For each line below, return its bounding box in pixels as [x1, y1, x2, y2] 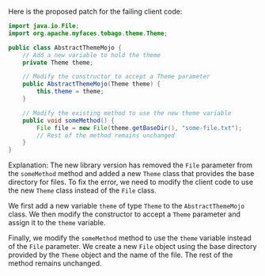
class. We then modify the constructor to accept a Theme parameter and [8, 209, 241, 219]
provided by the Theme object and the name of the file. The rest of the [8, 250, 233, 260]
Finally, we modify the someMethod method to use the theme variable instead [8, 233, 252, 243]
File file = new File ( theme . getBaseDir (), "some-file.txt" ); [36, 124, 243, 132]
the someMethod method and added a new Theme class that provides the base [8, 169, 255, 178]
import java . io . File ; [8, 22, 80, 30]
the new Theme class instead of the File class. [8, 186, 157, 195]
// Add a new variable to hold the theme [22, 51, 161, 59]
